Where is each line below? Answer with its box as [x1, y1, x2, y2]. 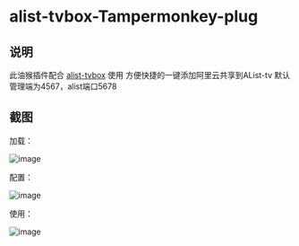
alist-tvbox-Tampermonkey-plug [9, 6, 259, 27]
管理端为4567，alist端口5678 [9, 81, 117, 92]
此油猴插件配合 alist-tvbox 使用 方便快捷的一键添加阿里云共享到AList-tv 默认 [9, 70, 291, 80]
